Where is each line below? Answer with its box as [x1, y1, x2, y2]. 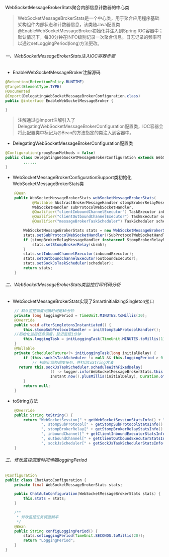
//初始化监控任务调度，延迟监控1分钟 [14, 332, 81, 337]
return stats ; [23, 265, 53, 271]
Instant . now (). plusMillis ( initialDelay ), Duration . [50, 374, 161, 379]
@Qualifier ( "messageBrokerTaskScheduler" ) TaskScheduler [32, 219, 154, 224]
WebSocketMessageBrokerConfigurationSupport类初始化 [12, 174, 132, 180]
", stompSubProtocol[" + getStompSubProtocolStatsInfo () [41, 422, 163, 427]
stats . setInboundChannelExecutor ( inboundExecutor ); [23, 251, 134, 256]
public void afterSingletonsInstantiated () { [14, 322, 112, 327]
